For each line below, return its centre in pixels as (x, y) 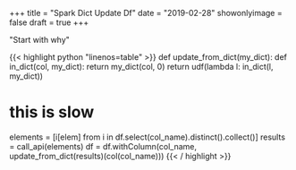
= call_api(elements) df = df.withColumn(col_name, (103, 146)
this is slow (52, 112)
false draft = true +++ (49, 22)
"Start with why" (39, 40)
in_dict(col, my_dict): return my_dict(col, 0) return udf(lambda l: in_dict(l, (142, 67)
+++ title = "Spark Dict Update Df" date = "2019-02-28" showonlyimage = (146, 13)
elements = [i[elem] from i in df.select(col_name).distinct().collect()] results (148, 137)
